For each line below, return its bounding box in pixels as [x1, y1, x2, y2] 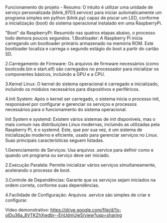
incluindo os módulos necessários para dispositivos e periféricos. [5, 86, 140, 92]
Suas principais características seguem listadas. [5, 137, 105, 143]
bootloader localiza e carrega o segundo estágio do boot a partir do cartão [5, 46, 159, 51]
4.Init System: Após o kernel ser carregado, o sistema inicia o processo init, [5, 96, 161, 102]
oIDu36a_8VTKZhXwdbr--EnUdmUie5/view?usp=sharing [5, 212, 122, 218]
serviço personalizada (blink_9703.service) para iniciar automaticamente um [5, 9, 162, 15]
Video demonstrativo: [5, 207, 49, 213]
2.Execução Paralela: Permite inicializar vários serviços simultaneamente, [5, 162, 156, 168]
